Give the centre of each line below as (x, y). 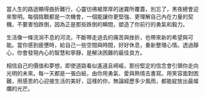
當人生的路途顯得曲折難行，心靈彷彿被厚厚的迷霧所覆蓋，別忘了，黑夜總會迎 (103, 9)
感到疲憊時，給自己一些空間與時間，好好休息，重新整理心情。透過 (110, 45)
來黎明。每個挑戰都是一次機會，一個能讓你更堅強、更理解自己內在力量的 (97, 17)
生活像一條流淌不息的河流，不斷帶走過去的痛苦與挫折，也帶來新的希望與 (97, 37)
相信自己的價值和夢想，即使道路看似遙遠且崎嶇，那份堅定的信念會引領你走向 (103, 66)
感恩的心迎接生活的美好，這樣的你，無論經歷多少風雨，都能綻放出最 (108, 81)
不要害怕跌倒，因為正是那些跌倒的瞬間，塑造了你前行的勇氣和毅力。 (102, 24)
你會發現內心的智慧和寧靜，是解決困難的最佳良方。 (81, 53)
